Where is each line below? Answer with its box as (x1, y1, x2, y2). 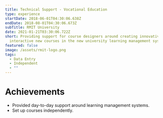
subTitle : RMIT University (5, 25, 60, 30)
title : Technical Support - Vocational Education (5, 7, 108, 12)
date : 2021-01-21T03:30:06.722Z (5, 29, 70, 34)
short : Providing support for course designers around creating (5, 34, 138, 39)
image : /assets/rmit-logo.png (5, 47, 66, 52)
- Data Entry (9, 57, 36, 61)
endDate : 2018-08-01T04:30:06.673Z (5, 20, 77, 26)
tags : (5, 52, 16, 57)
